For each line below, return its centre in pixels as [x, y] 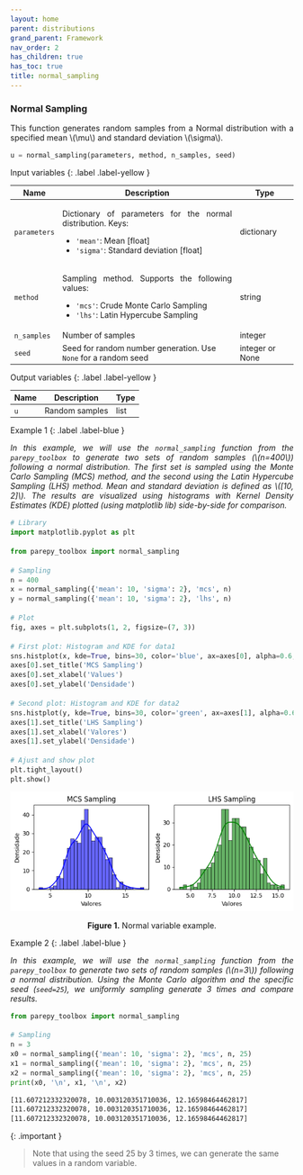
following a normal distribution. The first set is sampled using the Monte [152, 467]
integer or [258, 348]
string [250, 296]
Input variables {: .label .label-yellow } [80, 173]
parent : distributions [53, 28]
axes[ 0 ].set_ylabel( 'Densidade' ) [73, 684]
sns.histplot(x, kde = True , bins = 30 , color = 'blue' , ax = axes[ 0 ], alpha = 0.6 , [153, 656]
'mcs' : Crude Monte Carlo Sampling [142, 305]
